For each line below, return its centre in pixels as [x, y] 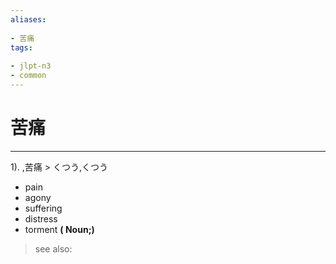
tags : [21, 47]
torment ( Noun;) [59, 229]
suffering [43, 208]
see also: [53, 248]
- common [28, 76]
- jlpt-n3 [31, 66]
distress [41, 218]
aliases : [28, 19]
